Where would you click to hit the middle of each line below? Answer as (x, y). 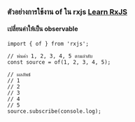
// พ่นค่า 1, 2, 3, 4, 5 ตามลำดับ (50, 56)
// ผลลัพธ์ (19, 75)
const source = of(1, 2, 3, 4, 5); (59, 62)
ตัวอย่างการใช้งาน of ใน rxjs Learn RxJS (67, 12)
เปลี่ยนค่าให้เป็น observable (43, 29)
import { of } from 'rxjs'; (48, 44)
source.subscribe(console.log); (54, 111)
